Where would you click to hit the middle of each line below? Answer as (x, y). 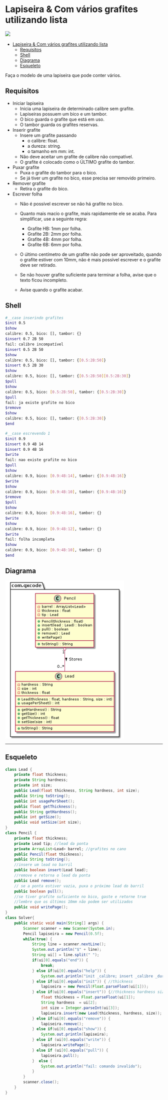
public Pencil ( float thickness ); (49, 854)
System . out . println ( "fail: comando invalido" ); (91, 1066)
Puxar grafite (26, 167)
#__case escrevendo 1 (28, 433)
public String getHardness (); (46, 812)
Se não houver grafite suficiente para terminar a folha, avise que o (88, 274)
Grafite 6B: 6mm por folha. (55, 244)
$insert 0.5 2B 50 (24, 349)
